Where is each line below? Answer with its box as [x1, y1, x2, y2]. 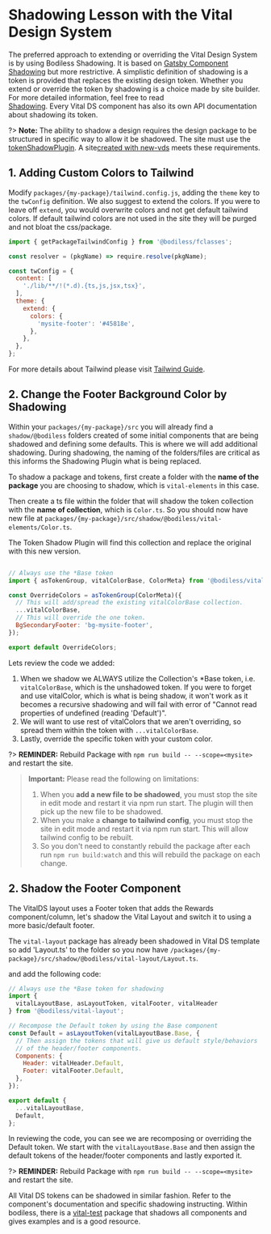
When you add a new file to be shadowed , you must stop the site [40, 789, 258, 799]
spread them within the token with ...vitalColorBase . [19, 725, 199, 735]
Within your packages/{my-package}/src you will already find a [8, 422, 214, 431]
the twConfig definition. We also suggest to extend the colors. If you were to [8, 196, 261, 206]
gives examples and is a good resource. [8, 1216, 141, 1227]
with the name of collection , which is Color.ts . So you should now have [8, 504, 248, 515]
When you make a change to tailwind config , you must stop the [40, 815, 253, 825]
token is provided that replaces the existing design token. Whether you [8, 75, 244, 85]
